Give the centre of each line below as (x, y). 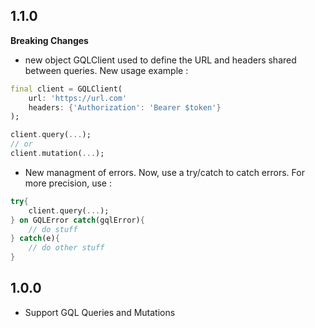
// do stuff (53, 229)
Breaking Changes (49, 40)
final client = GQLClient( (66, 89)
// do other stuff (66, 248)
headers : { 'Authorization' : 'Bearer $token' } (125, 107)
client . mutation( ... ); (57, 154)
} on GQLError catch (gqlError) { (77, 220)
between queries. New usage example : (106, 70)
